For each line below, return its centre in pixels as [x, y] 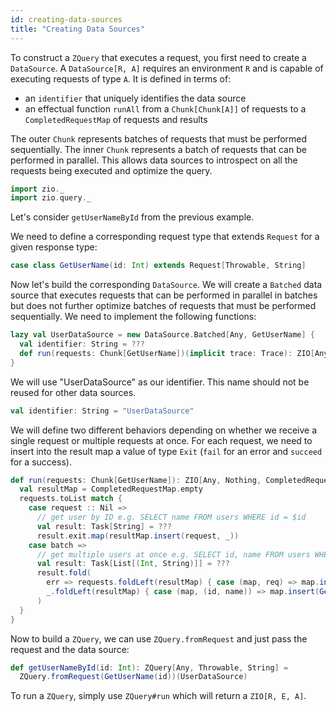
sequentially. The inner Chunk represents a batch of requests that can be [158, 149]
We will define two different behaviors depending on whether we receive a [164, 430]
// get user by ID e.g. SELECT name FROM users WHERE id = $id [171, 517]
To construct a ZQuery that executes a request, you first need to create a [158, 57]
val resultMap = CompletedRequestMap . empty [111, 489]
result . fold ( [64, 573]
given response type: [54, 247]
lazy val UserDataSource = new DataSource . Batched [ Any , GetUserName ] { [162, 335]
